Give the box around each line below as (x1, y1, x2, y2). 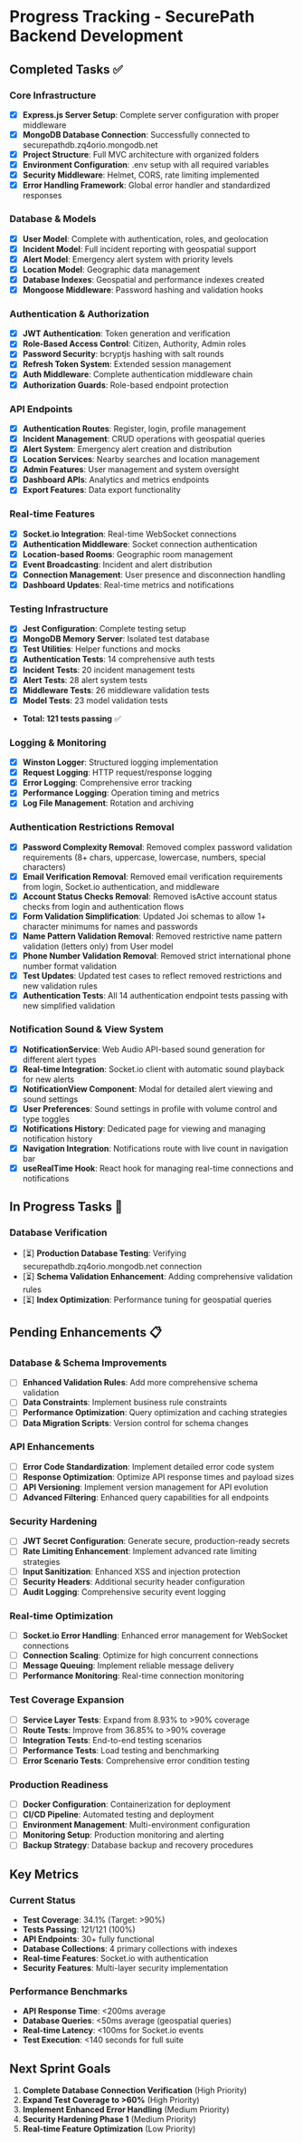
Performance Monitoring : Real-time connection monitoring (22, 1670, 244, 1682)
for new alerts (22, 1074, 75, 1085)
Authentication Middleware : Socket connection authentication (22, 538, 258, 549)
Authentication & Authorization (9, 307, 149, 320)
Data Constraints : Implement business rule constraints (22, 1397, 228, 1408)
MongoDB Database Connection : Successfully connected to (22, 129, 251, 140)
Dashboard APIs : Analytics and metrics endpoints (22, 474, 210, 486)
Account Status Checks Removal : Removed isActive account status (22, 891, 278, 902)
